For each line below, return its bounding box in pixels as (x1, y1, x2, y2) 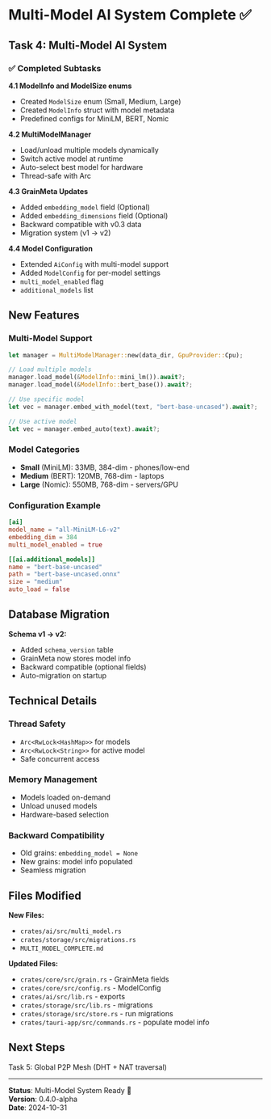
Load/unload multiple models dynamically (19, 145, 159, 154)
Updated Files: (8, 958, 59, 968)
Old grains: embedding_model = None (19, 848, 139, 858)
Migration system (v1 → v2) (19, 228, 111, 238)
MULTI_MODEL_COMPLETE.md (19, 944, 104, 952)
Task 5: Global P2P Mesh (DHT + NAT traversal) (8, 1062, 168, 1072)
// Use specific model (8, 395, 85, 403)
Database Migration (8, 608, 110, 622)
